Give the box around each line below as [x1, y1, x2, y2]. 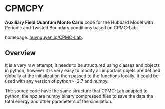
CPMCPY [5, 3, 44, 14]
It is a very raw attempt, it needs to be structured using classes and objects [5, 62, 160, 68]
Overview [5, 49, 36, 57]
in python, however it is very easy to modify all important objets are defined [5, 67, 161, 73]
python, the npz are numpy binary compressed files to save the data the [5, 93, 154, 99]
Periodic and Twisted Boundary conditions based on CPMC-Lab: [5, 24, 138, 30]
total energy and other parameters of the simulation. [5, 98, 113, 104]
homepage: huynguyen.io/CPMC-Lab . [5, 34, 83, 40]
